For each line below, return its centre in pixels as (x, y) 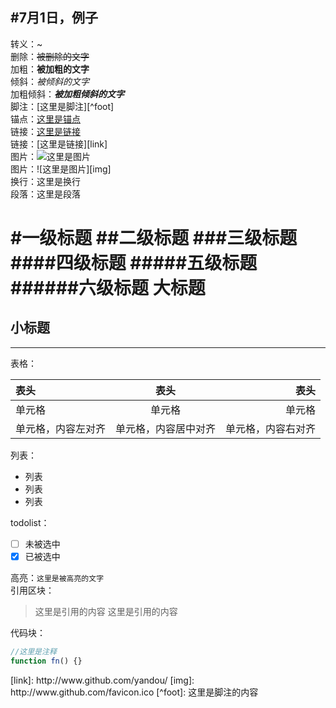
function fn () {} (46, 661)
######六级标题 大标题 (108, 288)
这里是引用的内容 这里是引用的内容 (106, 611)
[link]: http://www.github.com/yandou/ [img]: (102, 680)
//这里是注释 (33, 651)
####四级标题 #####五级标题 (134, 263)
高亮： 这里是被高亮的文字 (57, 577)
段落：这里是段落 (45, 194)
